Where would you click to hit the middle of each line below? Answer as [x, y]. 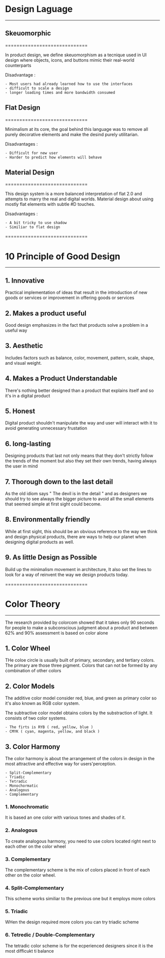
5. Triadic [16, 912]
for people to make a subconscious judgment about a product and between [82, 627]
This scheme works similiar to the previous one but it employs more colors [80, 899]
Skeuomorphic [28, 33]
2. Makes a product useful [46, 313]
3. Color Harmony [33, 747]
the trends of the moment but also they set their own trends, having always [81, 461]
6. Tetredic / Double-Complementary [50, 935]
